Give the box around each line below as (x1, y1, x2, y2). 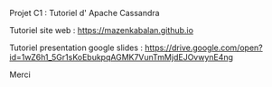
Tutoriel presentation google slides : (9, 42, 143, 53)
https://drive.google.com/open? (144, 42, 264, 53)
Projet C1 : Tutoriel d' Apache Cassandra (9, 8, 160, 18)
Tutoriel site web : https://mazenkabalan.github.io (9, 25, 194, 35)
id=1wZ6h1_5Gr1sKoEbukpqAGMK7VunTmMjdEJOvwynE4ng (9, 52, 233, 62)
